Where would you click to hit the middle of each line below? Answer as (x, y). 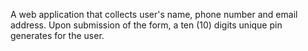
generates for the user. (57, 35)
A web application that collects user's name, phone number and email (154, 14)
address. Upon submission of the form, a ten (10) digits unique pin (146, 25)
